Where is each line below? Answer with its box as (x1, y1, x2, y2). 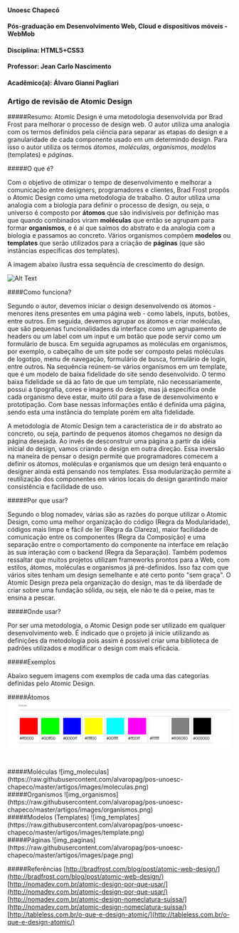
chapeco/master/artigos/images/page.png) (7, 850, 134, 859)
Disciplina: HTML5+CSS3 (7, 46, 84, 54)
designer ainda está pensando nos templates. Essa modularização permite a (7, 468, 231, 476)
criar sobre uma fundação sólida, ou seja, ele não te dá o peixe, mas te (7, 586, 215, 595)
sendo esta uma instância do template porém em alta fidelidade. (7, 408, 196, 417)
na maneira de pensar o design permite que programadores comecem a (7, 452, 218, 460)
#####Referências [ (7, 864, 66, 873)
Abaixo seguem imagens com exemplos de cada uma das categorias (7, 672, 209, 680)
